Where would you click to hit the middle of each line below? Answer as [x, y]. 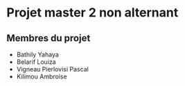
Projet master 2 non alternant [92, 13]
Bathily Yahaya [38, 54]
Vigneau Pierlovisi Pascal [53, 69]
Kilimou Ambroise [42, 76]
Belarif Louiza [36, 62]
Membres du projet [49, 38]
